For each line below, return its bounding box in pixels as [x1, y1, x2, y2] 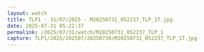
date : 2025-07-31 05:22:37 [7, 22, 84, 29]
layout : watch [7, 9, 48, 17]
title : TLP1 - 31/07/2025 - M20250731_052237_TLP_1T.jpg [7, 16, 173, 23]
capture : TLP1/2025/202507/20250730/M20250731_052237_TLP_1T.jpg [7, 35, 197, 42]
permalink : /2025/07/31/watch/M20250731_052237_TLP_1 [7, 28, 164, 36]
